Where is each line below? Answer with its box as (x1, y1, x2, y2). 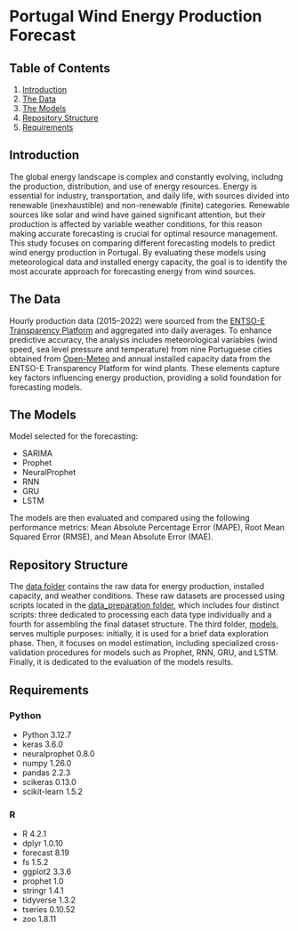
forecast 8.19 (21, 847, 69, 858)
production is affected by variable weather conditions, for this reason (9, 218, 262, 229)
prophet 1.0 (21, 876, 64, 886)
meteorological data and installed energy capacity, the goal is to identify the (9, 256, 287, 267)
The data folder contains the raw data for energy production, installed (9, 581, 265, 592)
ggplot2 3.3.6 (21, 866, 72, 878)
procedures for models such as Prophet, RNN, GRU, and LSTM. (46, 647, 278, 658)
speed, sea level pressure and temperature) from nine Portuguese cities (9, 344, 273, 354)
